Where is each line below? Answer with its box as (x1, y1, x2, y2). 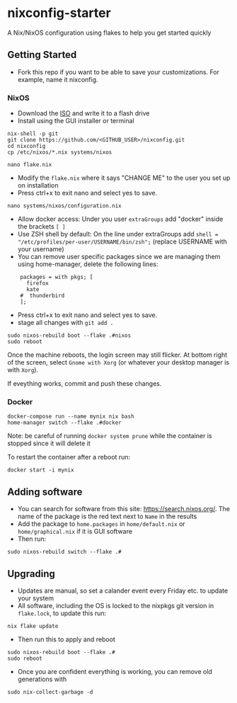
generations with (17, 675, 67, 683)
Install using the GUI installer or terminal (17, 117, 134, 125)
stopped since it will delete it (7, 439, 91, 447)
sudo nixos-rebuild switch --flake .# (7, 549, 122, 556)
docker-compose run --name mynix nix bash (7, 413, 134, 421)
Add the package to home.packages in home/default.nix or (17, 520, 185, 528)
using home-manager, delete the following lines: (17, 260, 158, 268)
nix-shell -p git (7, 130, 59, 137)
